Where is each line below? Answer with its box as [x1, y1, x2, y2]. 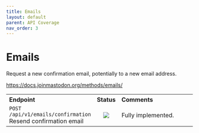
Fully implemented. [121, 111, 175, 119]
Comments [121, 96, 153, 104]
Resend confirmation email [9, 117, 84, 125]
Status [97, 96, 116, 104]
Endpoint [9, 96, 36, 104]
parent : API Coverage [6, 20, 60, 25]
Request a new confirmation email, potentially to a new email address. [6, 70, 177, 77]
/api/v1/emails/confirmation [9, 111, 91, 118]
